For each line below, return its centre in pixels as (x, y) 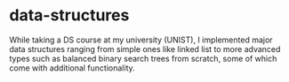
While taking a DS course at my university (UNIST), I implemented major (141, 40)
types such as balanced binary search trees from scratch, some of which (143, 58)
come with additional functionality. (72, 68)
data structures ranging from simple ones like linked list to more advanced (145, 48)
